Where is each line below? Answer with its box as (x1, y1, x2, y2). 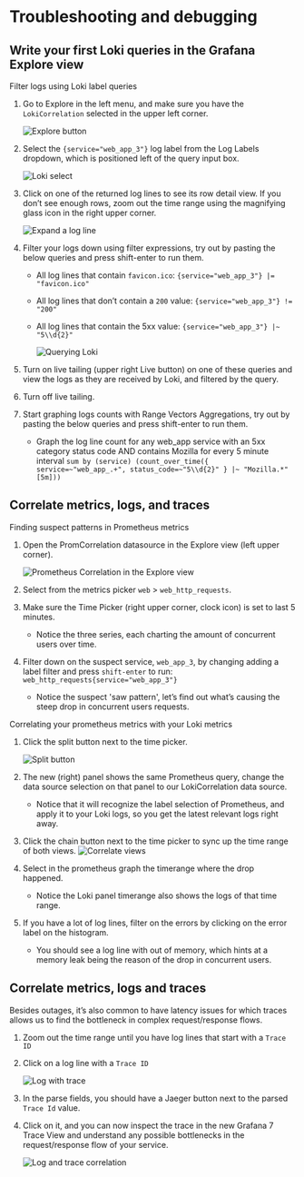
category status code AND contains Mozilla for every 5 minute (35, 446, 270, 456)
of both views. (22, 845, 77, 856)
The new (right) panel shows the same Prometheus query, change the (22, 771, 284, 782)
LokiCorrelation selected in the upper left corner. (22, 108, 209, 119)
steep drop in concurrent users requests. (35, 701, 190, 712)
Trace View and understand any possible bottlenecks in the (22, 1129, 245, 1141)
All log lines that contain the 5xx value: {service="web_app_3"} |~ (35, 321, 280, 331)
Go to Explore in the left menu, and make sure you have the (22, 98, 245, 109)
